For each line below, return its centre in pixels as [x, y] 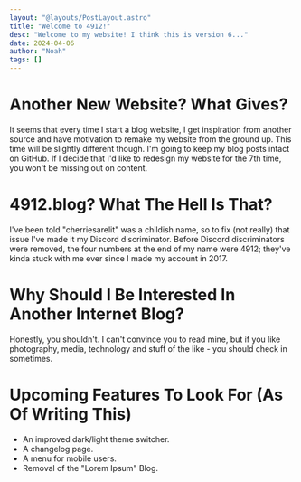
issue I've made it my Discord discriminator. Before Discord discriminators [147, 239]
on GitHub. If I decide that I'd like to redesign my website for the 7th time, [146, 158]
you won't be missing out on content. [79, 167]
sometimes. [31, 358]
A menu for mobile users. [70, 458]
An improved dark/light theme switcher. [96, 439]
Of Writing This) [71, 414]
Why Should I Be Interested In [122, 295]
